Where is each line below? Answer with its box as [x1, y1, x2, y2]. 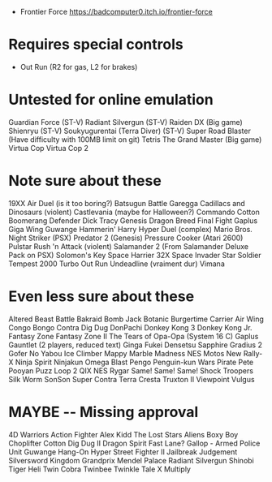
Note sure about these [8, 172, 162, 190]
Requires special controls [8, 36, 184, 54]
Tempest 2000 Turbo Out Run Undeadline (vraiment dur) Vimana [8, 259, 225, 269]
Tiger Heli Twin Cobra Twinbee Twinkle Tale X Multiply [8, 464, 191, 474]
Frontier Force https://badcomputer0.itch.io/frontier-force [19, 7, 214, 16]
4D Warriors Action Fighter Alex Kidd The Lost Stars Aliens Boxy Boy [8, 429, 239, 439]
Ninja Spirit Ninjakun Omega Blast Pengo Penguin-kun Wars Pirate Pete [15, 357, 254, 367]
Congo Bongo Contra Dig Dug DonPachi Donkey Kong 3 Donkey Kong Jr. [8, 322, 253, 332]
